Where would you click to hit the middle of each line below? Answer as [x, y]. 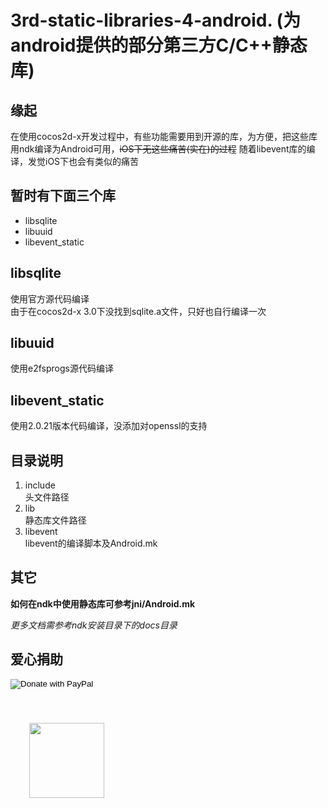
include [40, 485]
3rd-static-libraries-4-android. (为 [156, 20]
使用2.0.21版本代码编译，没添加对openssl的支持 [109, 426]
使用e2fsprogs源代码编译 [62, 368]
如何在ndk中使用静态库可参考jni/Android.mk [103, 603]
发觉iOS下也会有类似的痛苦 [83, 161]
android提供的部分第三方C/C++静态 [159, 45]
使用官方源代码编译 [50, 298]
